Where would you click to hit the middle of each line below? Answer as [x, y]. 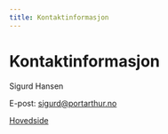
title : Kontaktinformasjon [59, 17]
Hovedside [29, 120]
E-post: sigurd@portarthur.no [63, 103]
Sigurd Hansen [36, 86]
